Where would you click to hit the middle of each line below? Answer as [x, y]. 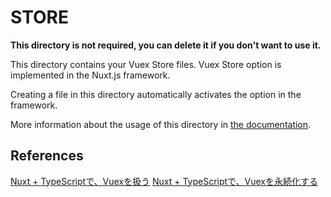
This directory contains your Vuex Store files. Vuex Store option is [146, 64]
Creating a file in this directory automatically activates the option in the [156, 94]
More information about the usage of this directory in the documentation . [161, 124]
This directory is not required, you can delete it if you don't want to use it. [166, 45]
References [47, 156]
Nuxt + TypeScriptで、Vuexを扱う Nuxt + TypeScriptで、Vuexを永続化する [164, 181]
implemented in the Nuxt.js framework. [90, 75]
